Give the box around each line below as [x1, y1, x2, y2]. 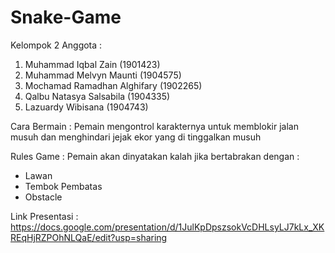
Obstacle [24, 191, 63, 203]
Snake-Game [10, 6, 122, 29]
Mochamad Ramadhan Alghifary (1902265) [24, 79, 203, 91]
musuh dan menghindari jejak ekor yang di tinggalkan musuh [10, 131, 262, 143]
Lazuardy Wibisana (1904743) [24, 101, 149, 113]
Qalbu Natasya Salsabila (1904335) [24, 90, 171, 102]
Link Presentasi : [10, 210, 79, 222]
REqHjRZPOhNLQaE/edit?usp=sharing [10, 231, 168, 243]
